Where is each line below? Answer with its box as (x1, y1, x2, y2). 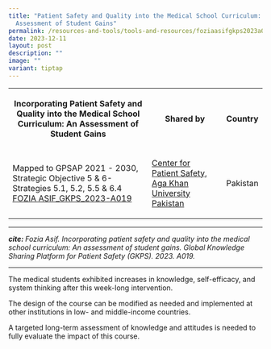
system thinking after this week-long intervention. (8, 283, 173, 293)
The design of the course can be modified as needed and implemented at (8, 298, 253, 308)
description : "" (8, 49, 63, 57)
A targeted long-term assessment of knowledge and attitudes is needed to (8, 322, 256, 332)
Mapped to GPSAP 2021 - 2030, (12, 162, 139, 173)
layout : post (8, 42, 52, 50)
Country (226, 113, 259, 124)
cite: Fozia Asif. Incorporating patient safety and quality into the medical (8, 234, 250, 243)
